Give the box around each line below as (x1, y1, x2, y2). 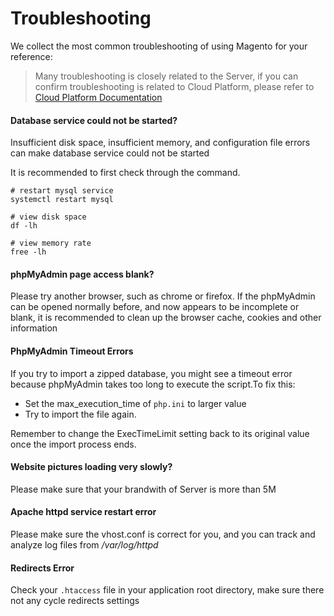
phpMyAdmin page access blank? (10, 268, 155, 280)
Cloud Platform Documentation (34, 91, 163, 103)
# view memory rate (10, 238, 92, 249)
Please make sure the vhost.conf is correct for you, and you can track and (10, 528, 316, 540)
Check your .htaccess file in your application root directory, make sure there (10, 584, 325, 596)
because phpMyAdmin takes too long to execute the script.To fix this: (10, 378, 296, 390)
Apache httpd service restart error (10, 506, 157, 518)
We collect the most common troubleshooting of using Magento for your (10, 40, 308, 52)
